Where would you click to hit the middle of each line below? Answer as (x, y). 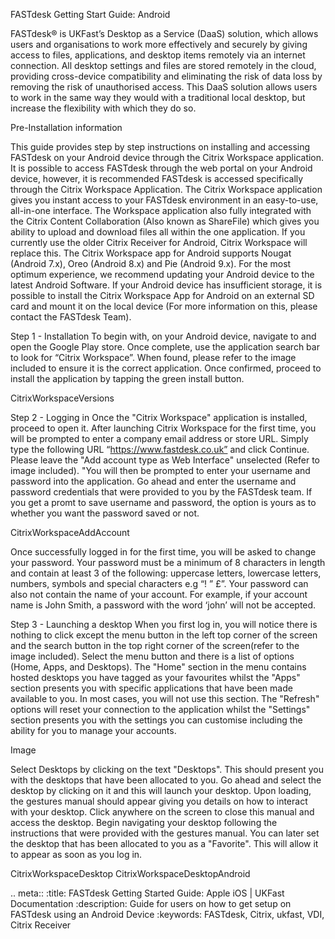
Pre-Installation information (66, 127)
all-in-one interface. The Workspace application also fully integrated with (161, 210)
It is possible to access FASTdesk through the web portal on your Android (161, 168)
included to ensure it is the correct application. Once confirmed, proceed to (166, 368)
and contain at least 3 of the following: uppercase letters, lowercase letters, (166, 573)
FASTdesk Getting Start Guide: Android (90, 14)
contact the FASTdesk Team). (71, 317)
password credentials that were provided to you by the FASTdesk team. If (161, 492)
